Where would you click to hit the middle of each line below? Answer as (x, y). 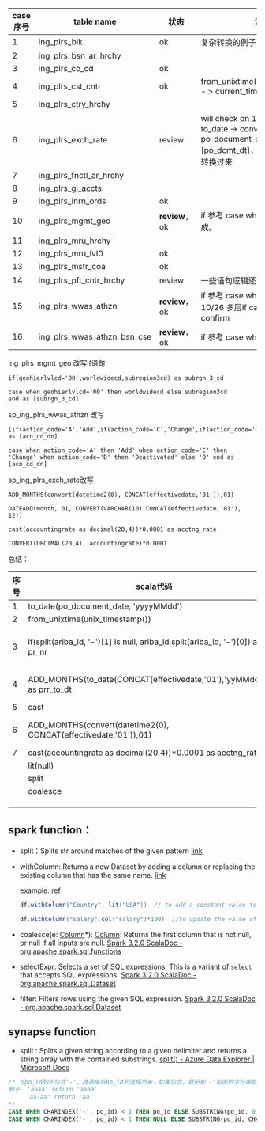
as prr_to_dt (50, 689)
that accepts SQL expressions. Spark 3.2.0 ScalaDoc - (108, 975)
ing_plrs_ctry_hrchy (74, 104)
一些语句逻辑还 (228, 281)
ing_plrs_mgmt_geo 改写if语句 (57, 363)
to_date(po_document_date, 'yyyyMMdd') (105, 606)
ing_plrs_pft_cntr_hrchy (82, 280)
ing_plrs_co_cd (66, 68)
